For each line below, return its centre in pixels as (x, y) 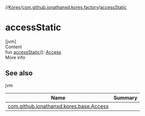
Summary (126, 97)
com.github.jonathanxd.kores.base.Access (58, 106)
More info (15, 57)
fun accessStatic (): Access (33, 52)
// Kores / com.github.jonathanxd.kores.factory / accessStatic (66, 7)
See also (19, 73)
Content (14, 47)
